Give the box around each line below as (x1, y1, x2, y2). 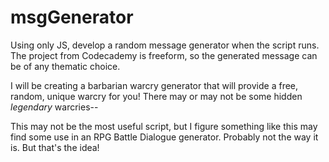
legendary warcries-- (10, 101, 99, 113)
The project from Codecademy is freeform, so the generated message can (10, 49, 318, 61)
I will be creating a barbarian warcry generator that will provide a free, (10, 79, 299, 91)
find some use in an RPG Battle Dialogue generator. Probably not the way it (10, 131, 319, 143)
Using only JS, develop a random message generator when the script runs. (10, 39, 320, 51)
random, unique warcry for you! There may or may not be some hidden (10, 90, 303, 102)
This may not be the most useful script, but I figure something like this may (10, 120, 318, 132)
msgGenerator (10, 6, 134, 29)
